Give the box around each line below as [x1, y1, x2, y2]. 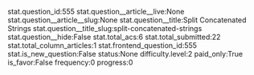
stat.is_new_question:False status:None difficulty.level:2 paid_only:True [7, 49, 243, 58]
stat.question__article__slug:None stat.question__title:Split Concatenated [7, 15, 247, 25]
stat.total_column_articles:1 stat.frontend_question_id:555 [7, 41, 198, 50]
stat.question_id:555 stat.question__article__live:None [7, 7, 185, 16]
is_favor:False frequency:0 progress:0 [7, 57, 133, 67]
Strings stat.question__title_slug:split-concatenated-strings [7, 24, 203, 33]
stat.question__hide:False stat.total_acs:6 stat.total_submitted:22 [7, 32, 221, 41]
